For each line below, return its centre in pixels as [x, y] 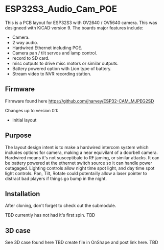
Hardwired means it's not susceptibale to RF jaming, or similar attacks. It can [82, 157]
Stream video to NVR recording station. [52, 74]
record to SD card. [31, 58]
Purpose [18, 136]
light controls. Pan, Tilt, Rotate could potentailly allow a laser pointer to [76, 173]
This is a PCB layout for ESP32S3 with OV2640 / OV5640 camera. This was [81, 23]
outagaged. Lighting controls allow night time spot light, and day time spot [80, 168]
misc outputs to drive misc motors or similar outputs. [65, 63]
